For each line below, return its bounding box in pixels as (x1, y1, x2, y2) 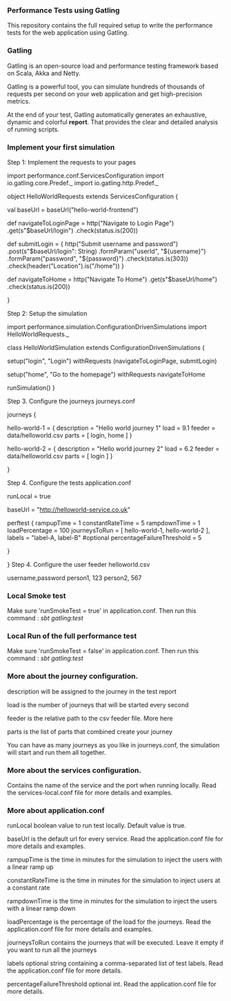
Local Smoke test (7, 590, 67, 600)
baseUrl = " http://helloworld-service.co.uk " (7, 505, 131, 514)
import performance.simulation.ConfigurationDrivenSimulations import (7, 322, 207, 330)
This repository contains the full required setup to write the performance (7, 21, 213, 30)
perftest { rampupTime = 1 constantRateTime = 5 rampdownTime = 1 (7, 518, 201, 527)
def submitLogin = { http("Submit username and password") (7, 239, 179, 247)
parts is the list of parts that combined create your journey (7, 727, 173, 736)
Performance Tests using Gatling (7, 6, 120, 15)
